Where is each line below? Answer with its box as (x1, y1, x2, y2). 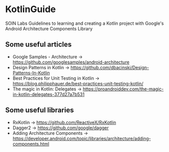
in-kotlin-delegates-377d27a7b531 (12, 91, 85, 97)
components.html (12, 140, 50, 147)
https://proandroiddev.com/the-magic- (82, 86, 164, 92)
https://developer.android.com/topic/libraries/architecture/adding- (12, 135, 151, 141)
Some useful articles (5, 40, 72, 49)
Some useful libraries (5, 106, 74, 115)
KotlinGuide (5, 4, 56, 15)
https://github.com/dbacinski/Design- (70, 64, 149, 70)
